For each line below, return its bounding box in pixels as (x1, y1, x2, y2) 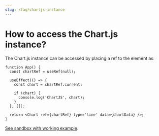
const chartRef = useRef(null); (9, 69, 76, 74)
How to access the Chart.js (5, 28, 118, 39)
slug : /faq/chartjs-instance (5, 7, 65, 12)
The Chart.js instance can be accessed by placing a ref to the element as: (5, 55, 155, 61)
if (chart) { (14, 91, 41, 96)
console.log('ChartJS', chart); (18, 95, 85, 100)
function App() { (5, 65, 41, 69)
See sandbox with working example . (5, 125, 79, 131)
